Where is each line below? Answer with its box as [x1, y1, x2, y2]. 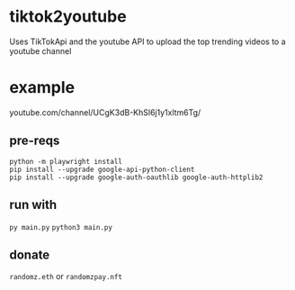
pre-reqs [9, 133, 60, 149]
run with [9, 197, 58, 213]
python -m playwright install [9, 157, 123, 166]
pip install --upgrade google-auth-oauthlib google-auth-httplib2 [9, 173, 264, 182]
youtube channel [9, 45, 72, 56]
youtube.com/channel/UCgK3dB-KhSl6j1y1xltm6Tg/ [9, 106, 201, 118]
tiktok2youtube [9, 6, 128, 27]
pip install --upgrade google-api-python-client [9, 165, 195, 174]
